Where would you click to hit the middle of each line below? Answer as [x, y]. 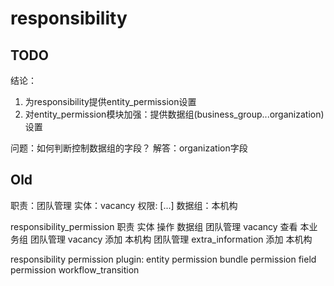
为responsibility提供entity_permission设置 [110, 101]
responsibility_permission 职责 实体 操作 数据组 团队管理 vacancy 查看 [154, 226]
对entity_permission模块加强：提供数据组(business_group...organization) [174, 114]
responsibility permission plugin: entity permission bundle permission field [163, 259]
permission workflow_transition [75, 269]
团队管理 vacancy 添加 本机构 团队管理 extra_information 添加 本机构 [171, 239]
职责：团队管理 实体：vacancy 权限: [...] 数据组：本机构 [124, 205]
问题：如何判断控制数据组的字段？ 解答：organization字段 [129, 148]
